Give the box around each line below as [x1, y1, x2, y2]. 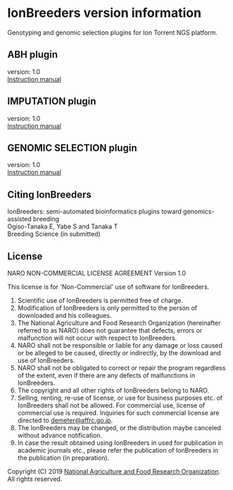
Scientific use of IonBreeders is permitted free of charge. [17, 296, 183, 305]
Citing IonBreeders [7, 188, 92, 200]
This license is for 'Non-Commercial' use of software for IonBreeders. [7, 283, 210, 290]
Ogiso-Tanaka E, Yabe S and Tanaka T [7, 222, 118, 231]
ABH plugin [7, 49, 58, 61]
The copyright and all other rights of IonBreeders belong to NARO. [17, 386, 210, 394]
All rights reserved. [7, 474, 63, 483]
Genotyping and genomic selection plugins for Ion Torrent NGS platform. [7, 28, 218, 37]
